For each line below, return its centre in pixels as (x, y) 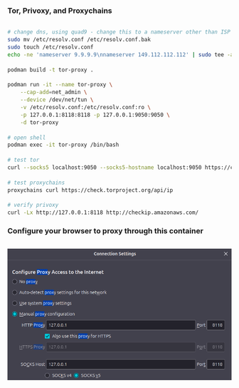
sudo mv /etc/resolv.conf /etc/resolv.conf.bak (79, 40)
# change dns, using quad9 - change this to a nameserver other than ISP (119, 32)
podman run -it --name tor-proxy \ (60, 85)
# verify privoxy (33, 205)
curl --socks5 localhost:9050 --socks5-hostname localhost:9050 (105, 168)
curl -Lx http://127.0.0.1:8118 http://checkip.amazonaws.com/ (103, 213)
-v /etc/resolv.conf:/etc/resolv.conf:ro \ (86, 108)
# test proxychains (36, 183)
